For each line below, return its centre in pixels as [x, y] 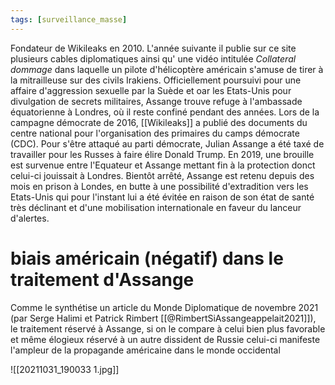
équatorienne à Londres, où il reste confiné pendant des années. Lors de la [165, 112]
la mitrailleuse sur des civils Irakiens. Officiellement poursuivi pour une [156, 80]
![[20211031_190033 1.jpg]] [65, 369]
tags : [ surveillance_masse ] [69, 19]
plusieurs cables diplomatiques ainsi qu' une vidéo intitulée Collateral [153, 58]
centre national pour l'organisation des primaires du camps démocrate [155, 133]
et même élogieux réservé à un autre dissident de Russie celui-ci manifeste [165, 339]
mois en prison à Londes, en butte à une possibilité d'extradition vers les [159, 186]
